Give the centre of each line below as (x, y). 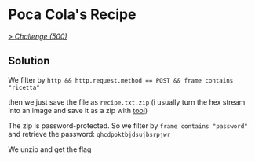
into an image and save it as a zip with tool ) (78, 110)
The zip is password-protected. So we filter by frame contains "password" (128, 125)
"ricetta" (24, 87)
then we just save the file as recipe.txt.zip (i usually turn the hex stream (127, 102)
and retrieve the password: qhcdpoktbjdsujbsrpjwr (89, 134)
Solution (29, 61)
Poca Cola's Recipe (72, 15)
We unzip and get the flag (50, 149)
